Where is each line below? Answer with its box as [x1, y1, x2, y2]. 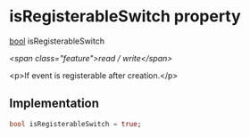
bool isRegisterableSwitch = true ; [9, 119, 142, 128]
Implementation [9, 96, 100, 111]
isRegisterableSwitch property [9, 6, 241, 27]
